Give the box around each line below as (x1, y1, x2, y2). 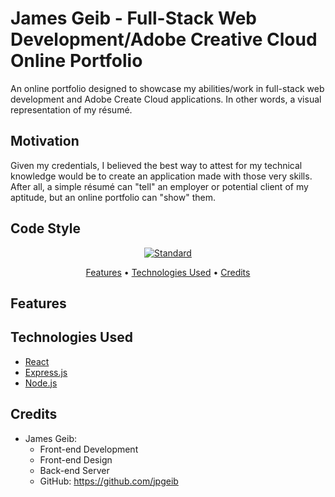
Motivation (10, 133, 80, 150)
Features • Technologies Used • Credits (85, 266, 251, 278)
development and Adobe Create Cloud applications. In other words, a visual (10, 93, 322, 105)
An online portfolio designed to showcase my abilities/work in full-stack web (10, 82, 325, 94)
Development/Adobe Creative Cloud (10, 28, 318, 51)
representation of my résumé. (10, 103, 133, 116)
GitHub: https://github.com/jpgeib (39, 475, 179, 487)
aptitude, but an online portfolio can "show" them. (10, 191, 216, 203)
